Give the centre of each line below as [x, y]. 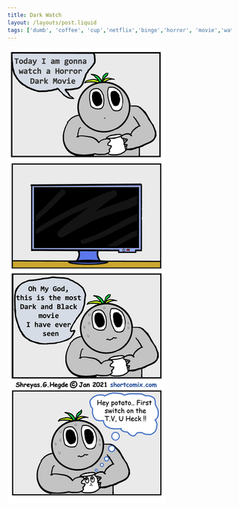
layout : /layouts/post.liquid [52, 22]
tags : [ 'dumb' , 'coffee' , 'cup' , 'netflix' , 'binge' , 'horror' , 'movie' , [114, 30]
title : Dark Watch [34, 15]
